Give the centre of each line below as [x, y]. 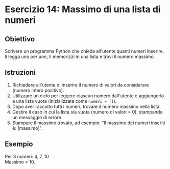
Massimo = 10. [20, 162]
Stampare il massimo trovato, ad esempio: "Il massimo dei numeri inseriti [89, 123]
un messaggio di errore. [37, 117]
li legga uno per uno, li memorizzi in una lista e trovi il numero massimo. [80, 57]
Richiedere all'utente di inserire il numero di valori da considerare [80, 84]
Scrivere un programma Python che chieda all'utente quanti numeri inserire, [84, 51]
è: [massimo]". [27, 128]
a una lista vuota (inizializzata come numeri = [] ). [64, 101]
